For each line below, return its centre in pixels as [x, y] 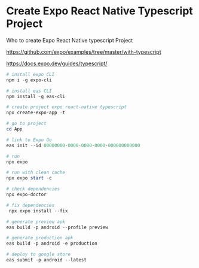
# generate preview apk [36, 222]
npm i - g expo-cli [29, 80]
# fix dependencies [30, 205]
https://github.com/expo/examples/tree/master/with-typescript [84, 51]
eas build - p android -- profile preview [57, 227]
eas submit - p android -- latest [46, 260]
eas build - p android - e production [52, 243]
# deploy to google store [38, 255]
